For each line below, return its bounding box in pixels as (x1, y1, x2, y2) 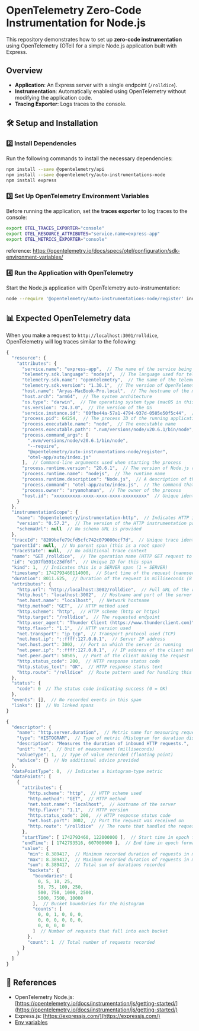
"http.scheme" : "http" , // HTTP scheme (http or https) (17, 609, 161, 615)
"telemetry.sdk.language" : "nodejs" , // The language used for (21, 371, 184, 377)
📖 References (6, 978, 57, 988)
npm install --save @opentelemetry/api (6, 167, 105, 173)
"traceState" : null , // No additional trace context (11, 548, 147, 554)
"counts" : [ (32, 906, 62, 912)
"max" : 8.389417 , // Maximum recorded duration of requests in (27, 857, 190, 863)
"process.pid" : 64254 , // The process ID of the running (21, 416, 168, 422)
